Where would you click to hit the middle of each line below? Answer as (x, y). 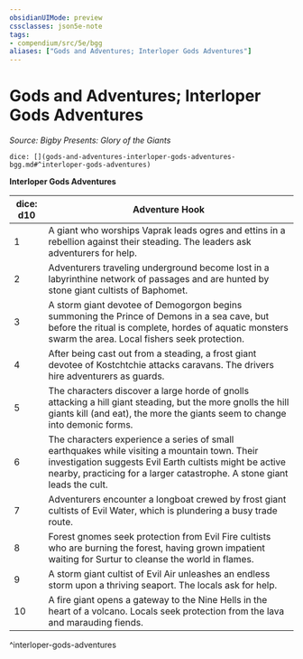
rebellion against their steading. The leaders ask (150, 242)
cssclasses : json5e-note (56, 26)
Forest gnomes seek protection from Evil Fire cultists (160, 537)
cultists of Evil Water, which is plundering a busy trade (163, 511)
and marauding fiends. (96, 623)
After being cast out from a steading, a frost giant (152, 353)
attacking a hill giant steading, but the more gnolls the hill (169, 402)
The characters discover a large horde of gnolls (149, 391)
